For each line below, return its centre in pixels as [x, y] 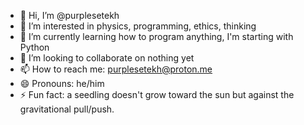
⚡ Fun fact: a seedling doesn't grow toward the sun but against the [157, 94]
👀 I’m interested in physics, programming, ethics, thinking [138, 26]
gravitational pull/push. [67, 109]
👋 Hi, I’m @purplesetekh [69, 15]
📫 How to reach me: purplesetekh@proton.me [116, 69]
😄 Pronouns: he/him [62, 83]
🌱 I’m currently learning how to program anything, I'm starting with [156, 36]
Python [34, 47]
